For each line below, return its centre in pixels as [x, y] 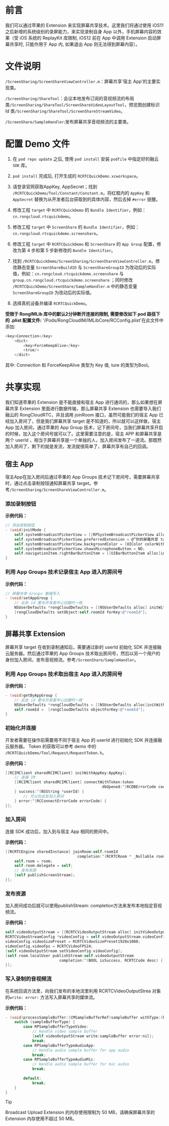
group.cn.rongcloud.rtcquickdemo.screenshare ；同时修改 [73, 280]
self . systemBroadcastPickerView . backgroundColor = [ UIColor [78, 544]
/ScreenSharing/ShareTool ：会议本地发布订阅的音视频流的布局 [70, 98]
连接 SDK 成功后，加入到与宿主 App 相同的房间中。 [58, 831]
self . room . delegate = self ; [44, 866]
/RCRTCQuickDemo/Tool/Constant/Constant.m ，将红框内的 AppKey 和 [81, 193]
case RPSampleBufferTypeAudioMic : [59, 1059]
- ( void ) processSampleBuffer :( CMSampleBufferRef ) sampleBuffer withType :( [84, 1017]
